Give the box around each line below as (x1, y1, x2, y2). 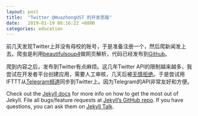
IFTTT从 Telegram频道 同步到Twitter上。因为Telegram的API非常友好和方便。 (6, 78, 193, 85)
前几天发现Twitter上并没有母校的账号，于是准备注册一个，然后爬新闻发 (6, 43, 181, 50)
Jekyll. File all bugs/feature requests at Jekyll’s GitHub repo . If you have (6, 97, 184, 104)
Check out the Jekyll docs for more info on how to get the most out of (6, 90, 179, 97)
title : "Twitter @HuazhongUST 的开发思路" (6, 14, 112, 20)
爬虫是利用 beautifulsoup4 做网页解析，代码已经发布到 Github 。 (16, 50, 171, 58)
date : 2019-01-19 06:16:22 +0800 (6, 20, 95, 26)
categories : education (6, 25, 63, 32)
